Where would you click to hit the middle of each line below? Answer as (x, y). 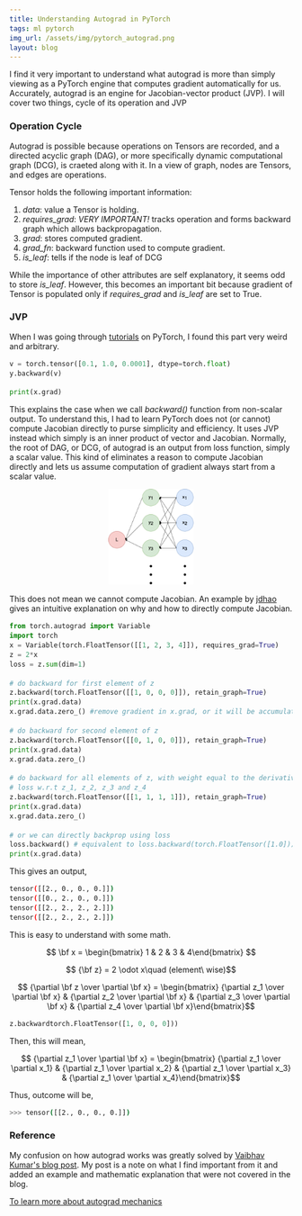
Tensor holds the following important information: (101, 192)
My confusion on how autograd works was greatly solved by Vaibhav (137, 1155)
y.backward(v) (36, 374)
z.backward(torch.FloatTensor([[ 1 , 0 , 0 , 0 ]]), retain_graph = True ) (138, 693)
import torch (34, 636)
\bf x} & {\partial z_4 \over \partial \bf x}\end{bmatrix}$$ (151, 1006)
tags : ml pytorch (42, 28)
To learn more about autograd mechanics (86, 1201)
